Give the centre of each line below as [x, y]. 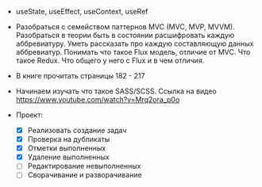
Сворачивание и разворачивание [85, 175]
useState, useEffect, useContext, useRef [82, 11]
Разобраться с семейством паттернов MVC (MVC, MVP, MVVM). [125, 27]
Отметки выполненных [67, 148]
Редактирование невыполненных [84, 166]
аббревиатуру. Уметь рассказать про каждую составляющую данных [135, 44]
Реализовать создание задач [77, 130]
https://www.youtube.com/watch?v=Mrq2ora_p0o [98, 99]
